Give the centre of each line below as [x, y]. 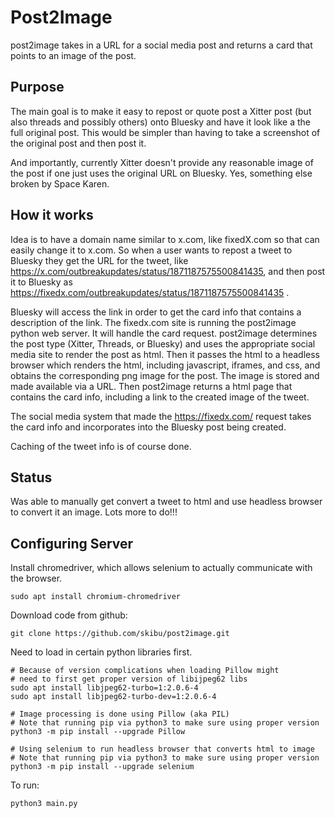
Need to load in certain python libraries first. [101, 652]
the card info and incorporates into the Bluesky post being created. [148, 427]
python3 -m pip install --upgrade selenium [102, 767]
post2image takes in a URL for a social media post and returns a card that [161, 45]
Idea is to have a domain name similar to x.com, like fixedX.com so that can [165, 239]
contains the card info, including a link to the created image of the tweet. [160, 397]
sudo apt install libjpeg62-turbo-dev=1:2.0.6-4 [113, 697]
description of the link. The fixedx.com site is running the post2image [153, 322]
